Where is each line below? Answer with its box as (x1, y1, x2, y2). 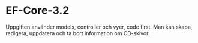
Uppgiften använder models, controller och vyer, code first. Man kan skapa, (5, 23, 193, 30)
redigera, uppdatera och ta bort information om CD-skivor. (5, 29, 150, 36)
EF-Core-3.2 (5, 4, 70, 17)
